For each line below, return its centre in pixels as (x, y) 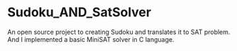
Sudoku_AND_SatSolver (79, 12)
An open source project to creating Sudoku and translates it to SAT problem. (119, 32)
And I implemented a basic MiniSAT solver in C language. (91, 39)
